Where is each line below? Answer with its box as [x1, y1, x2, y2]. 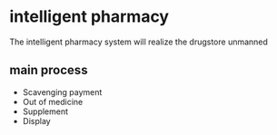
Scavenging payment [22, 86, 103, 97]
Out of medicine [22, 96, 84, 107]
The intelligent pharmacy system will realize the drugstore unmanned [9, 36, 268, 47]
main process [9, 63, 88, 78]
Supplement [22, 106, 69, 117]
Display [22, 115, 52, 126]
